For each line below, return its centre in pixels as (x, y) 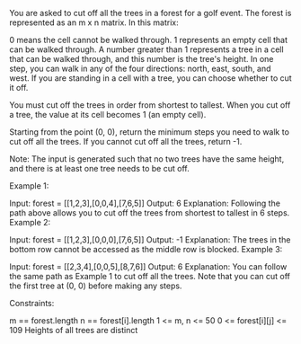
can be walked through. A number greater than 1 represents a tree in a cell (147, 49)
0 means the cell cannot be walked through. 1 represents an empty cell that (149, 40)
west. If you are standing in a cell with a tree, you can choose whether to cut (150, 78)
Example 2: (30, 222)
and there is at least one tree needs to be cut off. (100, 168)
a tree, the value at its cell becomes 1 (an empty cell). (108, 115)
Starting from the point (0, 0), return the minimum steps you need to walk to (150, 132)
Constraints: (32, 303)
